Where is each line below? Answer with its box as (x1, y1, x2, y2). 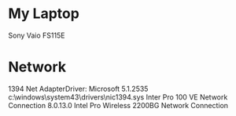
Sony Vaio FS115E (8, 31, 65, 40)
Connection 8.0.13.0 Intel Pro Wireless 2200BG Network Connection (8, 100, 229, 110)
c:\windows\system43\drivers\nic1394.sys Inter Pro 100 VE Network (8, 92, 228, 102)
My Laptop (8, 5, 80, 23)
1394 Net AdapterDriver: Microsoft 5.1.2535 (8, 84, 149, 93)
